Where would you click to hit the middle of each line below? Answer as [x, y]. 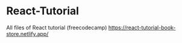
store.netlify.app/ [27, 33]
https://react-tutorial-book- [142, 27]
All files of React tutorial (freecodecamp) [57, 27]
